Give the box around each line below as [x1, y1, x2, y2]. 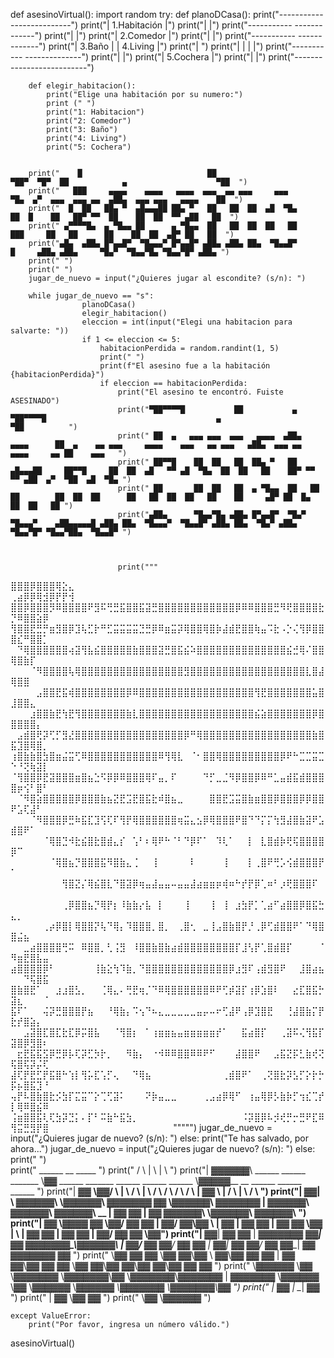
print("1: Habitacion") [46, 107, 145, 117]
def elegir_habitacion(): [28, 81, 137, 91]
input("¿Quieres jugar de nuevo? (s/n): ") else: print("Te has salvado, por [10, 1132, 309, 1144]
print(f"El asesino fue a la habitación [99, 361, 271, 371]
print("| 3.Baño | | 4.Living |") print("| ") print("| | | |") [48, 40, 264, 52]
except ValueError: [10, 1311, 92, 1321]
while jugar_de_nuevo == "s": [28, 291, 155, 301]
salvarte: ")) [10, 326, 70, 336]
